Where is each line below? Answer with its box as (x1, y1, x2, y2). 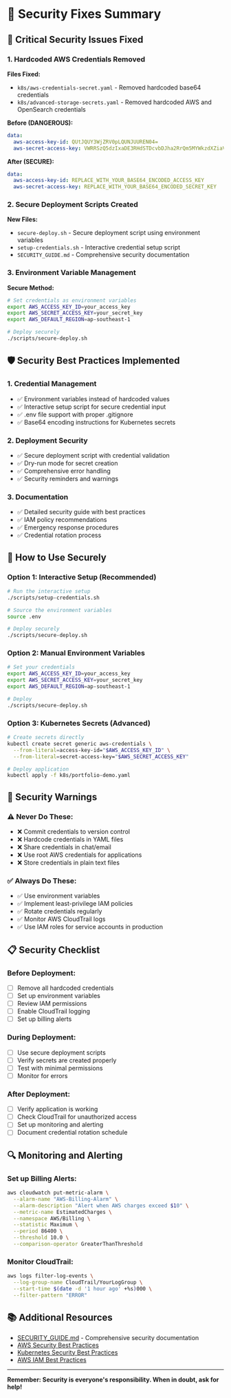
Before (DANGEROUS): (7, 119, 74, 127)
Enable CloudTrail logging (16, 1007, 91, 1015)
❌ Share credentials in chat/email (16, 842, 111, 851)
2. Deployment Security (7, 436, 88, 445)
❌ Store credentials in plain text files (16, 858, 120, 867)
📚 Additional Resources (7, 1312, 113, 1324)
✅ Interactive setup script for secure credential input (16, 403, 166, 411)
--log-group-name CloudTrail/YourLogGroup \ (13, 1279, 143, 1286)
